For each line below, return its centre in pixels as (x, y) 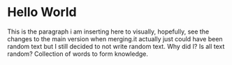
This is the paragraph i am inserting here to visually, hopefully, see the (108, 31)
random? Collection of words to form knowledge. (78, 54)
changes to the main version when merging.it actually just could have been (115, 38)
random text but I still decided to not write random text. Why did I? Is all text (116, 46)
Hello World (42, 12)
